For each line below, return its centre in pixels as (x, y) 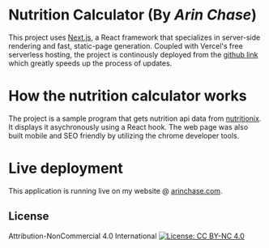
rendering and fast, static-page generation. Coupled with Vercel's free (126, 45)
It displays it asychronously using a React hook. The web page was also (128, 126)
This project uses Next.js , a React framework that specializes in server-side (134, 37)
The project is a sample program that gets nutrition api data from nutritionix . (135, 118)
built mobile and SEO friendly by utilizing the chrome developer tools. (124, 135)
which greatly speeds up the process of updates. (90, 63)
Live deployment (66, 169)
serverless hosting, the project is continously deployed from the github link (133, 54)
